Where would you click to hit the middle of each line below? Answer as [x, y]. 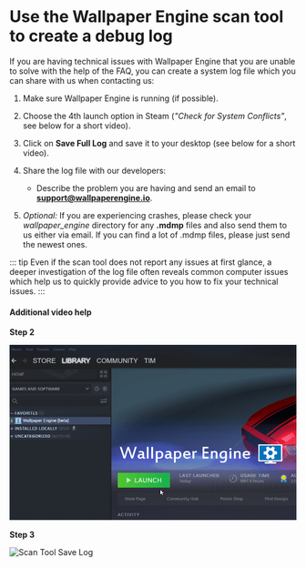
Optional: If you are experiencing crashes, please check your [137, 215]
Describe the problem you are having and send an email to [146, 187]
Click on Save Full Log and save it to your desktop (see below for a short [159, 143]
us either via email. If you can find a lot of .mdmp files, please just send [156, 235]
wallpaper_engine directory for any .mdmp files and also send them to [155, 225]
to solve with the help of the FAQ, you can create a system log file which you [153, 71]
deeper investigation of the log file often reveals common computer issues [149, 271]
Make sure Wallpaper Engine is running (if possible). [120, 98]
